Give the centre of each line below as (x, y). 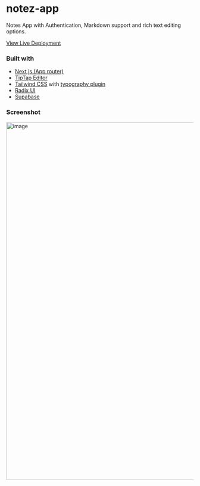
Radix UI (25, 91)
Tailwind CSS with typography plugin (60, 84)
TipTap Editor (31, 78)
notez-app (33, 9)
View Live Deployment (34, 43)
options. (16, 31)
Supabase (27, 97)
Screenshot (23, 112)
